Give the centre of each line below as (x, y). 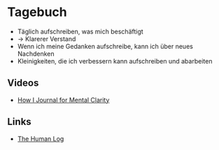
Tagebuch (37, 12)
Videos (23, 83)
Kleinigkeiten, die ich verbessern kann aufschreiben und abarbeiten (115, 61)
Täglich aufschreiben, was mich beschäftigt (80, 31)
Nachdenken (36, 54)
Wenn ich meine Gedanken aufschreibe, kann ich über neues (105, 46)
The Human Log (41, 138)
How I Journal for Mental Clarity (63, 100)
